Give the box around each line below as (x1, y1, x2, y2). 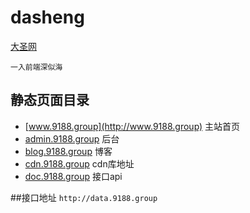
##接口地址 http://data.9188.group (10, 191, 158, 203)
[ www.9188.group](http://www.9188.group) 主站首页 (24, 120, 241, 132)
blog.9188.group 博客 (24, 145, 113, 157)
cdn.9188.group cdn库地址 (24, 157, 135, 170)
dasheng (10, 6, 85, 29)
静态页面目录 (10, 92, 90, 109)
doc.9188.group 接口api (24, 170, 123, 182)
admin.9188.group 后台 (24, 132, 120, 145)
